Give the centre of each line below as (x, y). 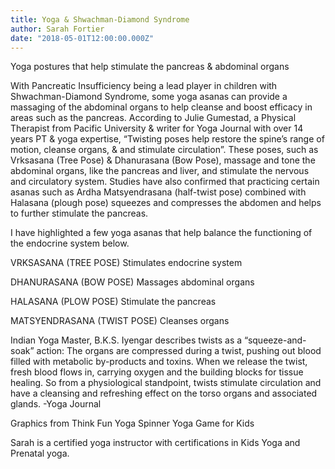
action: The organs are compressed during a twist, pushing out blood (179, 351)
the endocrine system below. (70, 243)
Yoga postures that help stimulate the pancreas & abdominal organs (150, 67)
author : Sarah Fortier (57, 29)
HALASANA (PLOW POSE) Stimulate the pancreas (113, 302)
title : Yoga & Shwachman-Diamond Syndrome (100, 19)
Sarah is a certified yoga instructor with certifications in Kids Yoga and (155, 443)
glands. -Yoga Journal (56, 404)
